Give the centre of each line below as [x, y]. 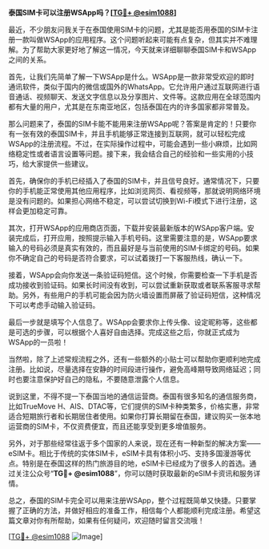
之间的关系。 [29, 60]
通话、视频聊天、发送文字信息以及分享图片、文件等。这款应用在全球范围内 [138, 97]
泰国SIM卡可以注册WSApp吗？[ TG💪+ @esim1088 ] [92, 12]
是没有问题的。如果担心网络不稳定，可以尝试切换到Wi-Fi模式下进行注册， [129, 201]
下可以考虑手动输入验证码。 [54, 305]
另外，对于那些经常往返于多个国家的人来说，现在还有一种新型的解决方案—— [134, 443]
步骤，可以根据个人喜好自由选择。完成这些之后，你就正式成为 [138, 332]
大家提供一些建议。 [61, 164]
